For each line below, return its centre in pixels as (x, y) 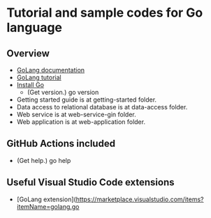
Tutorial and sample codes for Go (105, 13)
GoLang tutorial (39, 77)
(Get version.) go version (63, 92)
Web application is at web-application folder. (81, 122)
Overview (28, 53)
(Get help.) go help (44, 160)
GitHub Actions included (61, 144)
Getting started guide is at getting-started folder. (87, 100)
